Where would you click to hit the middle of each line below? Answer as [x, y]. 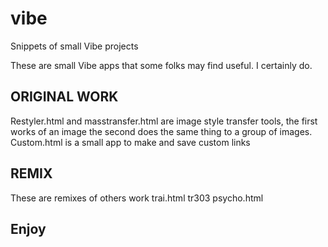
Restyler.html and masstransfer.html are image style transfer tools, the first [164, 121]
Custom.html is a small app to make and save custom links [130, 142]
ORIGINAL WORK [64, 97]
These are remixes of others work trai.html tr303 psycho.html [137, 198]
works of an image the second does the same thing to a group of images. [161, 131]
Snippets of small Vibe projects [74, 46]
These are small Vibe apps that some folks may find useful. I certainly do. [161, 65]
